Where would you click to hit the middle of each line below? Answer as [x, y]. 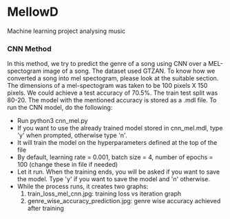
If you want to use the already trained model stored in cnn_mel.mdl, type [120, 128]
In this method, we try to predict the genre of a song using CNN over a [107, 64]
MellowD [33, 12]
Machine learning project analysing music [66, 31]
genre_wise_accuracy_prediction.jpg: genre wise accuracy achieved [124, 201]
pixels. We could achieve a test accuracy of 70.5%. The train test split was [113, 93]
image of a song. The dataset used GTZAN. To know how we [129, 71]
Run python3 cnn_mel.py [52, 121]
